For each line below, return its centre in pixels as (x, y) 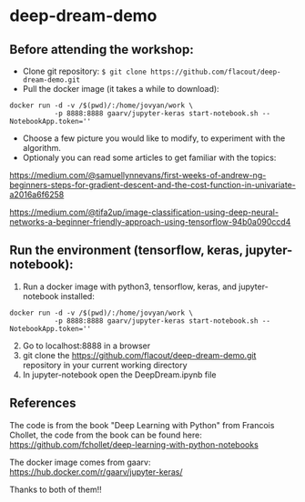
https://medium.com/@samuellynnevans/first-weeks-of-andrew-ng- (138, 175)
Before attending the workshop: (102, 50)
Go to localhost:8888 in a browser (86, 346)
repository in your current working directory (105, 365)
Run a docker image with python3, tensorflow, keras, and (129, 286)
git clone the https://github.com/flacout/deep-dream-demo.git (139, 355)
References (43, 403)
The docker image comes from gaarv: (80, 462)
